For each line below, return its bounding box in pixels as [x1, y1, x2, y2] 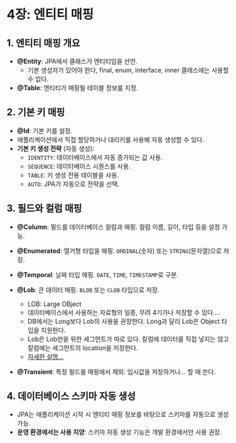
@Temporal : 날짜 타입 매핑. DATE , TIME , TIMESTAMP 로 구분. [16, 270, 179, 279]
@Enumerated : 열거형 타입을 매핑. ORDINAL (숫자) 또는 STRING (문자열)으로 [16, 246, 223, 255]
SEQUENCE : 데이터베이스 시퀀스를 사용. [27, 162, 131, 170]
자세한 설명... [27, 352, 64, 361]
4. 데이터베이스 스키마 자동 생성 [6, 391, 136, 403]
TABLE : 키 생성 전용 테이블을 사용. [27, 171, 119, 179]
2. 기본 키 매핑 [6, 106, 65, 118]
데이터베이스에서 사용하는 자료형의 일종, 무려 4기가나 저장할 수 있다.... [27, 308, 220, 316]
